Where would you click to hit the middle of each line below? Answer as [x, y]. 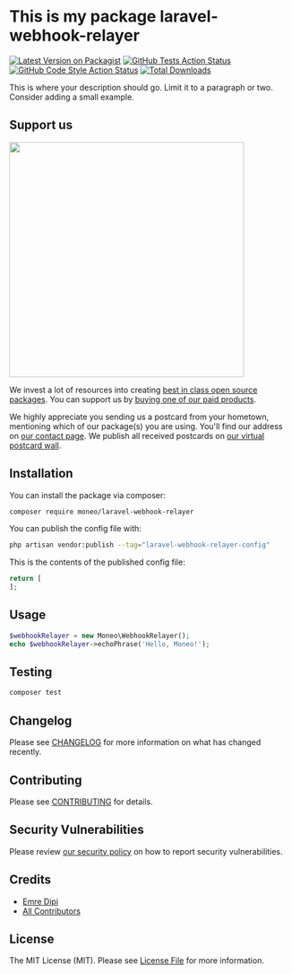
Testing [31, 672]
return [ [26, 579]
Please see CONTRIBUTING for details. [82, 802]
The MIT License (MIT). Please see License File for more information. [137, 961]
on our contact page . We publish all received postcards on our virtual [137, 435]
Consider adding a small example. [72, 97]
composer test [36, 693]
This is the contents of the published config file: [97, 562]
